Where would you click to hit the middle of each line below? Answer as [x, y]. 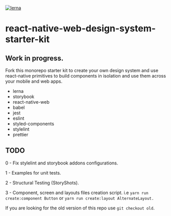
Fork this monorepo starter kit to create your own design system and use [82, 70]
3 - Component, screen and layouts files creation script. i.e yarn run [77, 193]
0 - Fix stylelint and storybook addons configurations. [62, 163]
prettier [20, 135]
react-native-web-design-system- [81, 29]
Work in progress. [34, 58]
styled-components [33, 124]
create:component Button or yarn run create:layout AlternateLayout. [80, 198]
